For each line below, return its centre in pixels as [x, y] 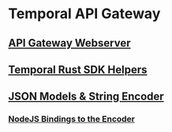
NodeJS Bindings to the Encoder [72, 119]
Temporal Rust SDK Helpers [78, 69]
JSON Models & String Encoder [86, 97]
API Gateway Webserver [69, 43]
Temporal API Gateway [84, 14]
